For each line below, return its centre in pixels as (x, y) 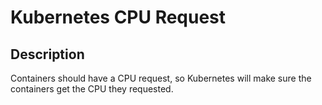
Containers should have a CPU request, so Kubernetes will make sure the (161, 78)
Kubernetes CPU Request (118, 17)
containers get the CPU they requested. (92, 89)
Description (47, 54)
